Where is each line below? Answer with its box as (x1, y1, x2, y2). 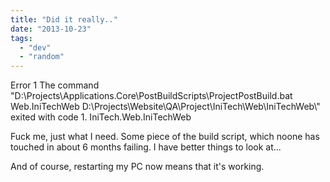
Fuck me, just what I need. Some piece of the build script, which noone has (10, 131, 320, 143)
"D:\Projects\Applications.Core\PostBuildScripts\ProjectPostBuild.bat (10, 90, 293, 102)
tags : (10, 33, 33, 43)
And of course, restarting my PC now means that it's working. (10, 161, 265, 173)
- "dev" (19, 42, 52, 53)
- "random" (19, 52, 65, 62)
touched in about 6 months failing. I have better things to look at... (10, 141, 282, 153)
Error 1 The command (10, 79, 100, 91)
